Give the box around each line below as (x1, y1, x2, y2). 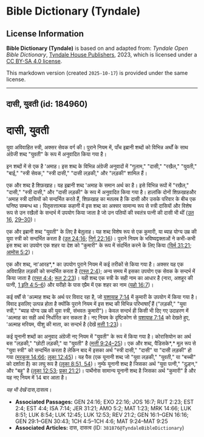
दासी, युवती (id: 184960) (6, 99, 88, 109)
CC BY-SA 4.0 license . (6, 58, 63, 64)
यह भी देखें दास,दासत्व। (6, 386, 52, 393)
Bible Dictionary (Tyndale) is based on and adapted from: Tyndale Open (6, 44, 188, 52)
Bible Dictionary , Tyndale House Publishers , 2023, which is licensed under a (6, 51, 197, 58)
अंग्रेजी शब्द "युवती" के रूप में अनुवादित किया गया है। (6, 151, 107, 158)
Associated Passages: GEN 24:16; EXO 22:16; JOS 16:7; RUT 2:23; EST (15, 398, 194, 405)
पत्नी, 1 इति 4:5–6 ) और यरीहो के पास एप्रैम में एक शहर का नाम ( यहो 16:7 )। (6, 281, 154, 289)
